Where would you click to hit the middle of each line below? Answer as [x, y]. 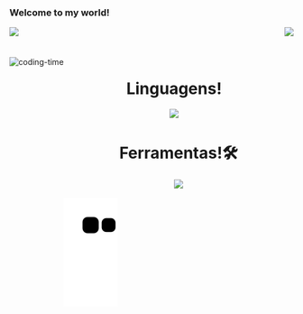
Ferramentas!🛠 [179, 153]
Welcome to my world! [60, 13]
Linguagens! [174, 89]
